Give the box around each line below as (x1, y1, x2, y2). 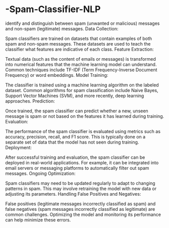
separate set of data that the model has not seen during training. (5, 139, 139, 145)
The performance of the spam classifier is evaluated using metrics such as (5, 128, 160, 134)
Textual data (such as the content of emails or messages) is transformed (5, 56, 156, 62)
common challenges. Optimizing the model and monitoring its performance (5, 211, 161, 217)
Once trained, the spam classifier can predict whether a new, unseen (5, 108, 149, 114)
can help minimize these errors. (5, 216, 71, 223)
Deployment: (5, 144, 32, 150)
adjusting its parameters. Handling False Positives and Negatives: (5, 191, 141, 197)
